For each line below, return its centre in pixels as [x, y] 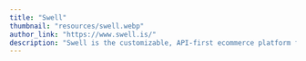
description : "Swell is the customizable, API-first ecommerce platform [150, 43]
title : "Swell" [38, 17]
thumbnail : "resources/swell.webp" [77, 26]
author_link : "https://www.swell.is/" [83, 34]
